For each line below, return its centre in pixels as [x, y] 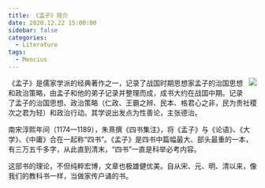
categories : [28, 38]
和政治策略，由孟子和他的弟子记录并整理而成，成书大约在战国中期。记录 [125, 92]
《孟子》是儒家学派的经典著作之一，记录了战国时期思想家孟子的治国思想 [125, 83]
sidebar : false [33, 30]
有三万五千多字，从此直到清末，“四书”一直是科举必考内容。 [105, 149]
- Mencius [31, 60]
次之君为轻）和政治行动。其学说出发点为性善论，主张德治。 [105, 112]
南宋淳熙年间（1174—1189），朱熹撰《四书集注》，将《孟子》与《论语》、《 [126, 129]
